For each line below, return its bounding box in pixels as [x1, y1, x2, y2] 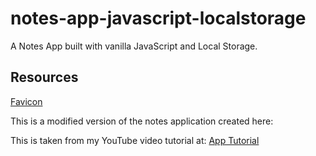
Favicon [10, 95, 43, 107]
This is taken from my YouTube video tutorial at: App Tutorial [10, 134, 260, 146]
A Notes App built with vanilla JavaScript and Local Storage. [10, 40, 258, 52]
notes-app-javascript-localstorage [10, 7, 307, 30]
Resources [10, 69, 79, 86]
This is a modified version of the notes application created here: [10, 115, 274, 127]
